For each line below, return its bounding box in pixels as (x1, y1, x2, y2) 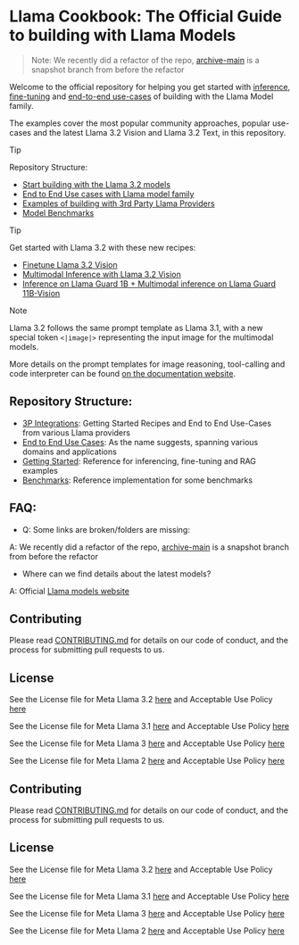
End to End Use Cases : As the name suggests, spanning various (21, 436, 259, 447)
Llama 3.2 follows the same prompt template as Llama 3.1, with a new (9, 322, 263, 333)
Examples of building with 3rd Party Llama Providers (21, 198, 216, 209)
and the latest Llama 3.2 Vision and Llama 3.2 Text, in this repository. (32, 127, 287, 137)
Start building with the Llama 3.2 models (21, 178, 171, 189)
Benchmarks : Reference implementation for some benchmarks (21, 475, 253, 485)
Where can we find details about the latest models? (21, 568, 212, 579)
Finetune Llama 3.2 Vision (21, 259, 118, 269)
